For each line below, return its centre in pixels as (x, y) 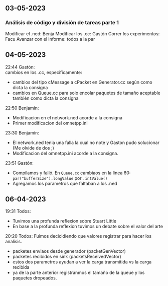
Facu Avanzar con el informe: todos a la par (50, 39)
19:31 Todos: (18, 211)
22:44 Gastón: (20, 67)
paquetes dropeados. (35, 278)
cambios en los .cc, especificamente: (44, 72)
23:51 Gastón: (19, 163)
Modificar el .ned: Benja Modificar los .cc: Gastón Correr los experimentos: (82, 33)
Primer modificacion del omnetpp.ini (50, 123)
